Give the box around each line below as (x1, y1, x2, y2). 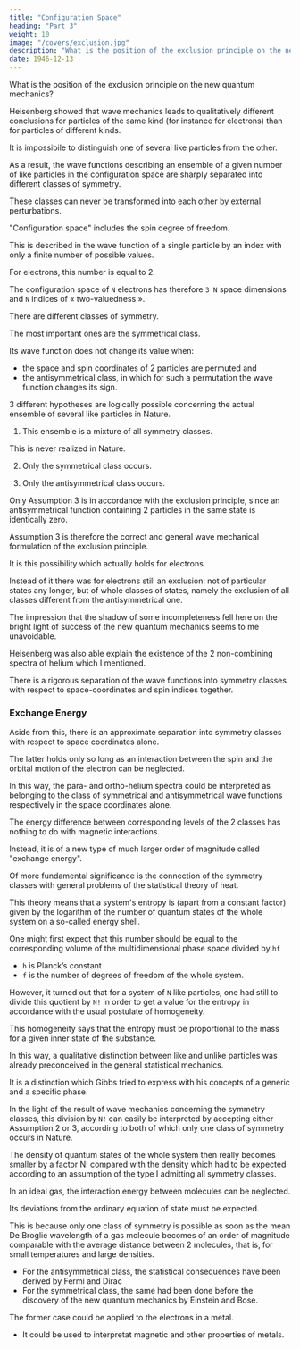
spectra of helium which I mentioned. (9, 658, 146, 668)
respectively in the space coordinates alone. (9, 800, 172, 810)
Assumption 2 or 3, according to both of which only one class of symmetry (9, 1123, 285, 1134)
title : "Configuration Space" (9, 13, 122, 22)
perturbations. (9, 205, 62, 215)
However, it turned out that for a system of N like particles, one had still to (9, 987, 279, 998)
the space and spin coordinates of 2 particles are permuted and (21, 363, 257, 373)
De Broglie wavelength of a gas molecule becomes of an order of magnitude (9, 1230, 290, 1241)
